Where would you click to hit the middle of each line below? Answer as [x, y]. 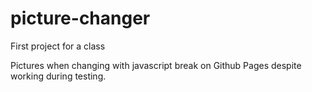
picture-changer [80, 18]
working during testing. [58, 76]
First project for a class [58, 46]
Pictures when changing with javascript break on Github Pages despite [156, 65]
